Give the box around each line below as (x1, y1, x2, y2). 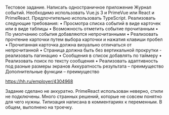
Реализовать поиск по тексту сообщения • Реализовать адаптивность (5, 58, 158, 64)
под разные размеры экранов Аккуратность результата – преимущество (5, 63, 164, 69)
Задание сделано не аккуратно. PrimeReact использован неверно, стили (5, 88, 163, 94)
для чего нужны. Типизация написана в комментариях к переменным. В (5, 99, 162, 105)
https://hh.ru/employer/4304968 (5, 78, 73, 84)
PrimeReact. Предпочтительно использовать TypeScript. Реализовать (5, 15, 156, 21)
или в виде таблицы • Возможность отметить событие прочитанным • (5, 26, 158, 32)
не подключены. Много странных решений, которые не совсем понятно (5, 93, 162, 99)
